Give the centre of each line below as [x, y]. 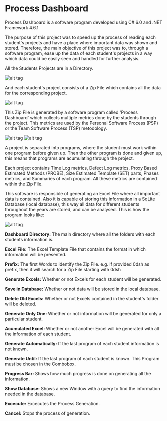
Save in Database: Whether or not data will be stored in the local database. [83, 289]
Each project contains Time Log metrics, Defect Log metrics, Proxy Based [81, 168]
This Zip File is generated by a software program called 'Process [72, 112]
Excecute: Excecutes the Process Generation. [52, 403]
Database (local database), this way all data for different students [72, 204]
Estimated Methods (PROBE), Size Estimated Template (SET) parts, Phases [82, 173]
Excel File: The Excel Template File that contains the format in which [75, 249]
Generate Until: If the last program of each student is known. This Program [82, 358]
